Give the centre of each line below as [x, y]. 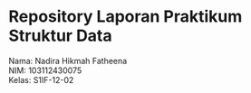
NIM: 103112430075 [45, 70]
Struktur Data [60, 36]
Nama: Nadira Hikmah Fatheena [68, 60]
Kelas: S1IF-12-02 [41, 79]
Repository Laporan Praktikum [125, 17]
